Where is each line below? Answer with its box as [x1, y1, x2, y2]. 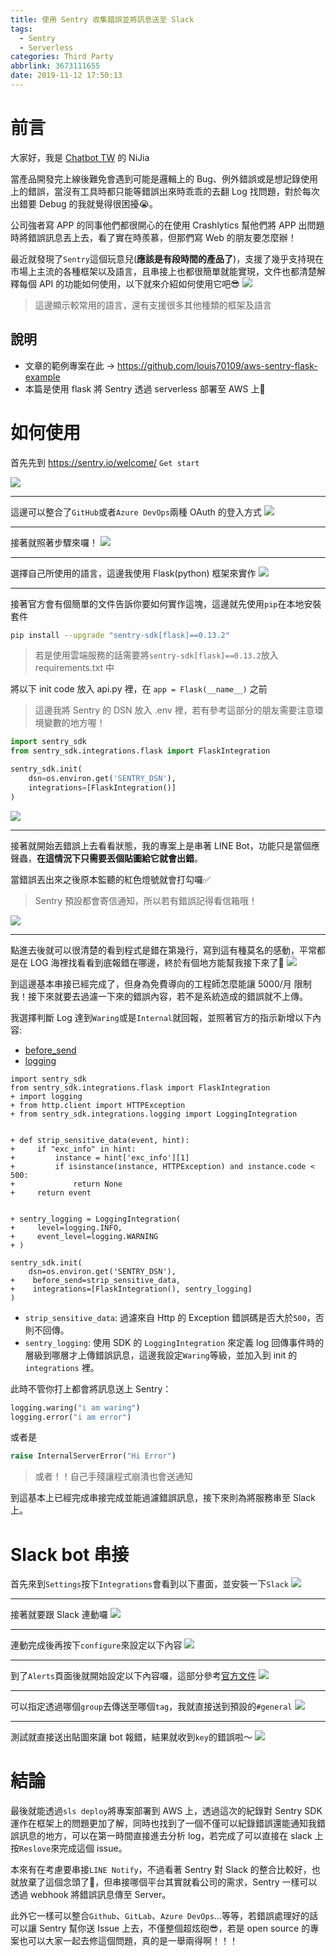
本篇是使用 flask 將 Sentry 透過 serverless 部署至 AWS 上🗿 [24, 382, 266, 395]
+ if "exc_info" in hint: [10, 1144, 137, 1154]
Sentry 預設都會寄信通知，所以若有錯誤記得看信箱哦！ [34, 894, 258, 906]
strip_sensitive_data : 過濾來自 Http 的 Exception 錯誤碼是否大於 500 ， [24, 1311, 316, 1323]
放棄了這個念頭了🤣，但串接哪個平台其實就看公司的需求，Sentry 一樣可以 [18, 1876, 318, 1888]
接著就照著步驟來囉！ [10, 536, 98, 548]
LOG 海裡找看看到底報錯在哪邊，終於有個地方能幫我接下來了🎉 [29, 956, 285, 968]
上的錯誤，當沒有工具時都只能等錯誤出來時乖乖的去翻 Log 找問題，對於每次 [10, 185, 320, 197]
